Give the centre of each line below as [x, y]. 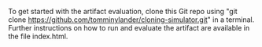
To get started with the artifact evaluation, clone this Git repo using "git [123, 11]
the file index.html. [38, 36]
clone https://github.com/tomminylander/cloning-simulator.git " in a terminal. [131, 20]
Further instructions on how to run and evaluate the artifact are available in [129, 28]
